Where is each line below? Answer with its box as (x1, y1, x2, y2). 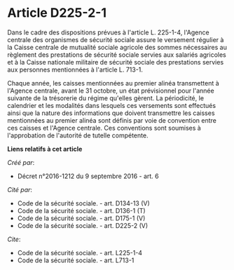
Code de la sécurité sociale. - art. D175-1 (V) (17, 214, 146, 222)
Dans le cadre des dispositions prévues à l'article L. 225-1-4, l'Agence (7, 28, 209, 36)
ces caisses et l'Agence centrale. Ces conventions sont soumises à (7, 123, 201, 132)
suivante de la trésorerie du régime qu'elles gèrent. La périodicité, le (7, 93, 205, 102)
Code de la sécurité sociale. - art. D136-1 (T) (17, 206, 146, 215)
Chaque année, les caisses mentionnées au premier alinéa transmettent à (7, 79, 219, 87)
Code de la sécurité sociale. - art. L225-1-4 (17, 248, 142, 257)
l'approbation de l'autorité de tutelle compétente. (7, 131, 149, 140)
